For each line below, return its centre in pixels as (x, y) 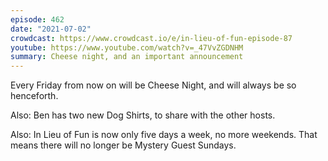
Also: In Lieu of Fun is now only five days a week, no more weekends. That (164, 135)
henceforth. (34, 96)
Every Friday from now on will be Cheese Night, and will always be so (153, 85)
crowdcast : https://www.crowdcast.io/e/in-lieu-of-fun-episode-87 (151, 38)
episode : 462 (37, 19)
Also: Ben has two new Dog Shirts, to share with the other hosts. (143, 115)
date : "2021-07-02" (51, 29)
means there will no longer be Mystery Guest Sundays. (123, 145)
